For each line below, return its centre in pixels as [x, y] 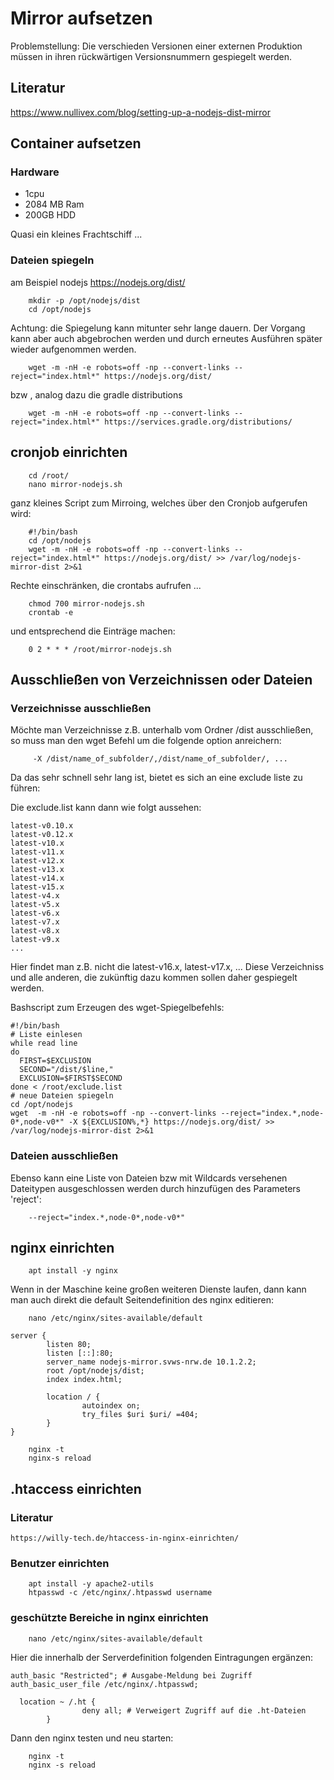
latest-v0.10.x [42, 826]
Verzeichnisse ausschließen [81, 708]
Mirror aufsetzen [81, 18]
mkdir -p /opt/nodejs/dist [84, 300]
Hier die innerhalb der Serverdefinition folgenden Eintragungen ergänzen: [162, 1657]
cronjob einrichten [69, 452]
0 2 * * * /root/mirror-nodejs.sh [100, 649]
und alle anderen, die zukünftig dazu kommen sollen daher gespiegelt [154, 978]
